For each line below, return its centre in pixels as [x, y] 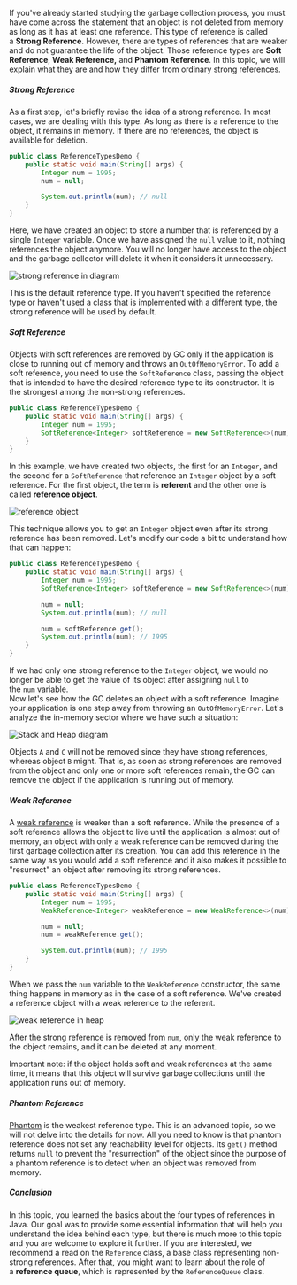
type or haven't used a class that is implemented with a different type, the [143, 302]
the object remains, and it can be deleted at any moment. [113, 1046]
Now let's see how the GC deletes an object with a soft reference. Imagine [145, 699]
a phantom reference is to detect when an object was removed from [133, 1163]
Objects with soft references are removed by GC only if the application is [141, 354]
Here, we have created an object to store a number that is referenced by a [144, 230]
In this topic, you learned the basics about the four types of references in [142, 1215]
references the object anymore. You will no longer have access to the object [148, 249]
